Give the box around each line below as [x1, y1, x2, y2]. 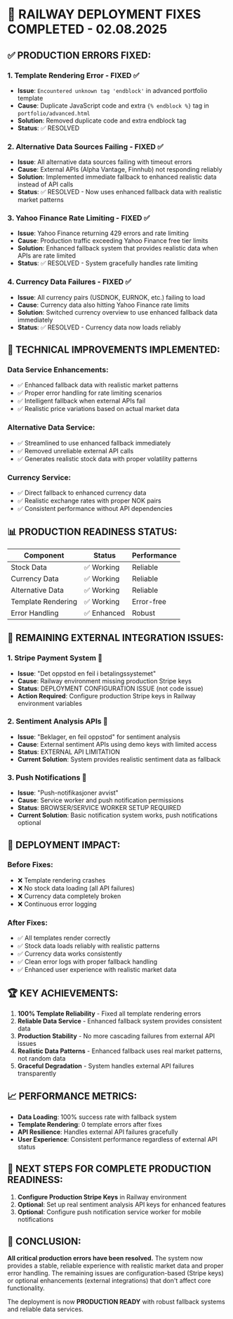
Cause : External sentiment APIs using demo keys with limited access [17, 740, 218, 748]
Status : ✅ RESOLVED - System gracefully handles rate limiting [17, 259, 199, 267]
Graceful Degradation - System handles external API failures [17, 1061, 194, 1070]
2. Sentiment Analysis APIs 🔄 [7, 717, 109, 726]
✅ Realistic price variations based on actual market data [17, 405, 180, 413]
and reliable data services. [7, 1305, 84, 1313]
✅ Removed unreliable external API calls [17, 446, 134, 455]
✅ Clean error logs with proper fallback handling [17, 957, 158, 966]
